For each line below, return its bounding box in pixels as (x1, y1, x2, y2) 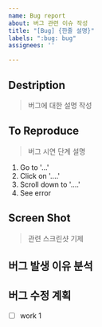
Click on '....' (19, 171, 61, 180)
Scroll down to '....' (19, 180, 81, 189)
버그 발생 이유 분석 (8, 259, 93, 272)
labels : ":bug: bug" (8, 34, 77, 42)
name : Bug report (8, 11, 66, 20)
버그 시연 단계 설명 (27, 146, 86, 156)
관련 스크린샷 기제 (27, 233, 84, 243)
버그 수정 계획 (8, 289, 72, 303)
